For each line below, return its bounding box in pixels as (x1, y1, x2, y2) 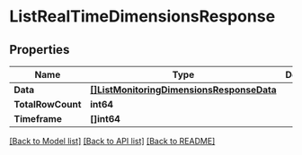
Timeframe (13, 113, 63, 125)
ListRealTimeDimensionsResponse (9, 6, 276, 27)
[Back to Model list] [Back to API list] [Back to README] (9, 136, 216, 146)
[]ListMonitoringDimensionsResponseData (89, 83, 277, 96)
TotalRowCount (13, 99, 82, 110)
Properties (9, 42, 70, 57)
